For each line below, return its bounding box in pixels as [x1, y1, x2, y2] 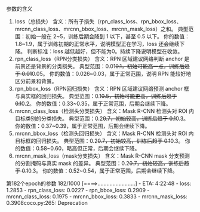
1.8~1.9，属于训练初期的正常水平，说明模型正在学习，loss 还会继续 [14, 41, 180, 47]
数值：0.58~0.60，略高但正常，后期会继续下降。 [20, 145, 140, 152]
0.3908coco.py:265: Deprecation [6, 199, 88, 206]
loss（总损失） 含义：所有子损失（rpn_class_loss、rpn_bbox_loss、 [14, 18, 182, 25]
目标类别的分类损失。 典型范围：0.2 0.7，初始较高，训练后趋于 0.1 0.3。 [14, 115, 189, 122]
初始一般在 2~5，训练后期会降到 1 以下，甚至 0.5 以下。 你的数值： [25, 33, 190, 40]
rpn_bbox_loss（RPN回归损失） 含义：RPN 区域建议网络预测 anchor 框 [14, 85, 190, 92]
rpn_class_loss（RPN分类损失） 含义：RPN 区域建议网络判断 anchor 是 [14, 56, 190, 62]
